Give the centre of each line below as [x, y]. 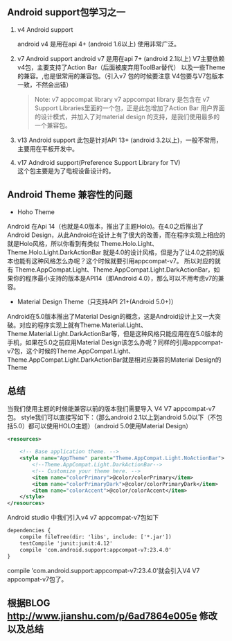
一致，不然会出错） [45, 85]
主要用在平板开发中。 [47, 148]
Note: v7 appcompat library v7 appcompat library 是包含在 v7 [122, 99]
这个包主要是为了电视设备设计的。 [66, 170]
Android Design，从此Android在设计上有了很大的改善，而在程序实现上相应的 [116, 235]
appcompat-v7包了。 [37, 579]
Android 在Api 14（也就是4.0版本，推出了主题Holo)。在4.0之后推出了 [106, 226]
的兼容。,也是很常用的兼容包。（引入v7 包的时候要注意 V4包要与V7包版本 [121, 76]
